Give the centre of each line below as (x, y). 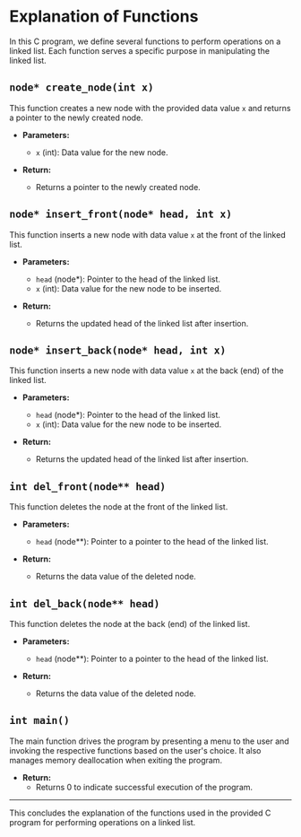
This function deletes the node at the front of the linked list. (119, 507)
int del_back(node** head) (85, 603)
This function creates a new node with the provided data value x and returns (150, 108)
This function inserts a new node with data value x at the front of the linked (147, 234)
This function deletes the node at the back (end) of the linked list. (130, 624)
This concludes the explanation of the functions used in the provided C (140, 813)
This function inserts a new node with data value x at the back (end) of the (146, 371)
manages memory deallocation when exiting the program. (116, 760)
